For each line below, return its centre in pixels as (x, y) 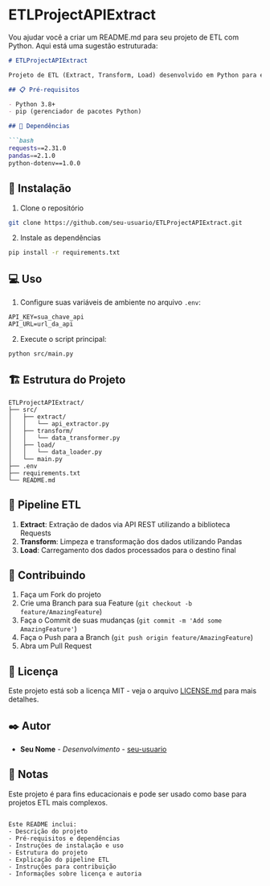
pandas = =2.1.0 (32, 156)
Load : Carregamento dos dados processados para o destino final (128, 550)
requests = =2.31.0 (37, 148)
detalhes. (24, 700)
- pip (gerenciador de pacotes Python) (75, 112)
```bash (21, 141)
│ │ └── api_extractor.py (59, 424)
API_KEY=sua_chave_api (46, 317)
